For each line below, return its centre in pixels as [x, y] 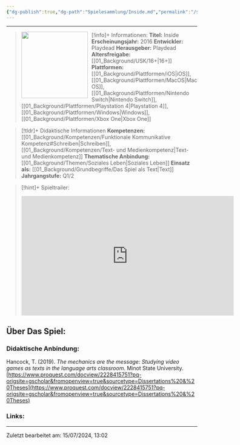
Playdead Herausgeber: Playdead [134, 48]
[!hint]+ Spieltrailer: [45, 187]
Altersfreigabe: [111, 54]
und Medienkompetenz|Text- [152, 150]
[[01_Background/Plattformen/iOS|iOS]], [141, 73]
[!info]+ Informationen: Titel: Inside [135, 35]
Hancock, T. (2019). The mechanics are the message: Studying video [93, 362]
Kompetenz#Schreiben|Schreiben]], [66, 143]
